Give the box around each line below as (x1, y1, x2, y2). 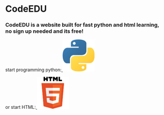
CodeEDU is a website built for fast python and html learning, (5, 21, 159, 29)
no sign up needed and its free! (5, 28, 84, 35)
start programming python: (5, 67, 62, 73)
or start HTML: (5, 104, 36, 110)
